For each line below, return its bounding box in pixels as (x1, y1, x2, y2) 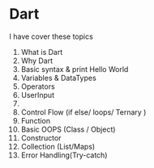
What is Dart (20, 47, 63, 57)
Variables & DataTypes (20, 73, 96, 82)
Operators (20, 82, 55, 91)
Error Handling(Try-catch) (20, 150, 108, 160)
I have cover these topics (9, 31, 94, 41)
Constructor (20, 132, 62, 142)
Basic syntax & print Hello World (20, 64, 129, 73)
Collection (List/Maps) (20, 141, 96, 151)
